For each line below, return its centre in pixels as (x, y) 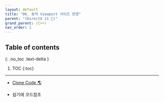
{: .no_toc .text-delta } (27, 59)
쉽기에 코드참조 (27, 94)
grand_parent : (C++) (26, 23)
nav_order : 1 (18, 28)
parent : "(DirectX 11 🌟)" (31, 18)
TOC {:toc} (23, 68)
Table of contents (32, 47)
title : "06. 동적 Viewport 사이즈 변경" (43, 14)
